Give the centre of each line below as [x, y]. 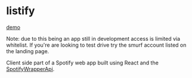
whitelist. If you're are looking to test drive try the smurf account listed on [96, 45]
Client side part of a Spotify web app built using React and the [83, 63]
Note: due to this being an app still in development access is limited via [93, 38]
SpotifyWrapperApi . [30, 69]
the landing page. [28, 51]
